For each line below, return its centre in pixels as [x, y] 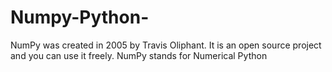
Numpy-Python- [80, 17]
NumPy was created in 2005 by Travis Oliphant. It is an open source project [166, 45]
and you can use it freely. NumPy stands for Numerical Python [139, 55]
